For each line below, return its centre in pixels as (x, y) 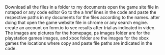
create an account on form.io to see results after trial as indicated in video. (80, 28)
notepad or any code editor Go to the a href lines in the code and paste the (81, 12)
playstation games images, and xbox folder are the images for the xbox (77, 38)
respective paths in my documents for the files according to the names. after (82, 17)
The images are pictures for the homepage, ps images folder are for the (78, 33)
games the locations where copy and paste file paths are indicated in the (79, 43)
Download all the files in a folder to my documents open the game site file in (82, 7)
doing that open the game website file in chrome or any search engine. (77, 22)
